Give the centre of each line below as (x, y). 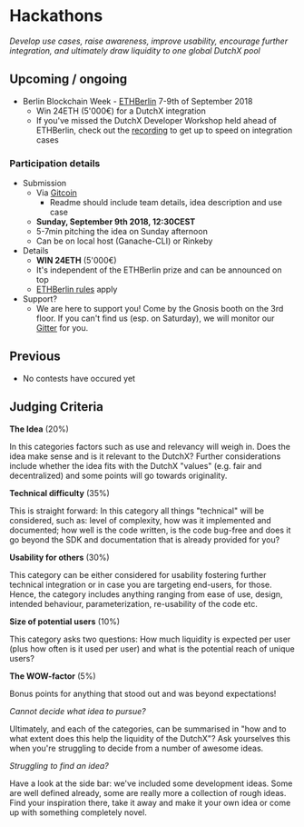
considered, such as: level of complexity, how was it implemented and (141, 520)
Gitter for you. (62, 328)
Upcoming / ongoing (69, 80)
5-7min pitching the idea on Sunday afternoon (122, 232)
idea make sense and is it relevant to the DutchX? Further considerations (145, 456)
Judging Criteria (57, 407)
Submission (44, 184)
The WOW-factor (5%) (53, 676)
